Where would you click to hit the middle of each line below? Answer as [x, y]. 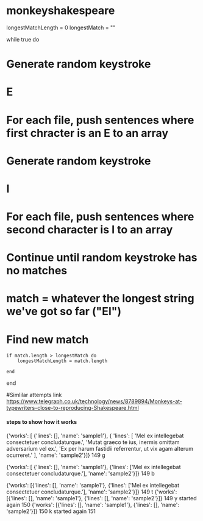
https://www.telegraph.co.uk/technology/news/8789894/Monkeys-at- [94, 401]
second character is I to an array [90, 230]
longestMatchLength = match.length [62, 361]
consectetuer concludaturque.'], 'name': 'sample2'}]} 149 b [81, 473]
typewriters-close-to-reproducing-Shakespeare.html [73, 408]
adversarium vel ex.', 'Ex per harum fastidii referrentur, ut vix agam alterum [100, 448]
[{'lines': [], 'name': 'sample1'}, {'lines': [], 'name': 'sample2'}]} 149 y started [101, 498]
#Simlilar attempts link [34, 395]
